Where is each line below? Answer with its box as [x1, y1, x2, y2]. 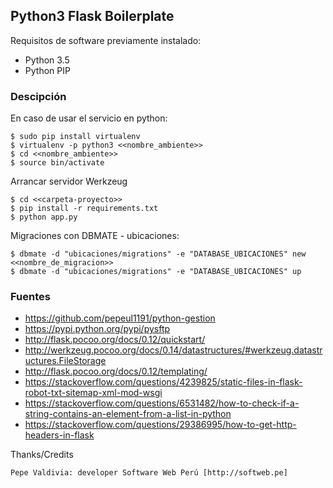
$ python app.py [10, 212, 78, 223]
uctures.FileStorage [24, 355, 107, 367]
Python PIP [24, 64, 71, 76]
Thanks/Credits [10, 449, 74, 461]
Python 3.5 [24, 54, 70, 66]
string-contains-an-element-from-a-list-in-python [24, 408, 232, 420]
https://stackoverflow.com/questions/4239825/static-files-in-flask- [24, 376, 303, 388]
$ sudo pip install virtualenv [10, 132, 141, 142]
